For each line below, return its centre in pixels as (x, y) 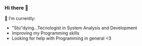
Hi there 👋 (17, 8)
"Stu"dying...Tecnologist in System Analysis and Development (74, 28)
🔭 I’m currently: (20, 19)
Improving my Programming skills (45, 33)
